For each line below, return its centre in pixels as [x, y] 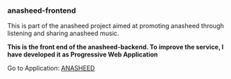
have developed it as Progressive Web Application [83, 54]
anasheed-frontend [42, 11]
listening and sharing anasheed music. [63, 33]
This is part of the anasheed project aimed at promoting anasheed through [116, 26]
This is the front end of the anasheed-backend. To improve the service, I [115, 47]
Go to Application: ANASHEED [51, 68]
